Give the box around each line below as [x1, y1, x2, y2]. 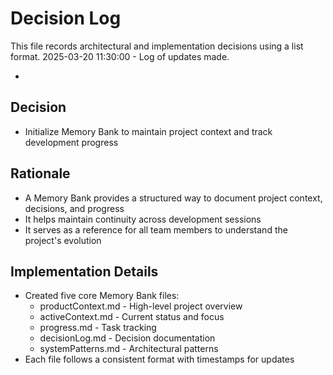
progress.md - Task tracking [39, 322, 157, 334]
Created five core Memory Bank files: [24, 290, 180, 302]
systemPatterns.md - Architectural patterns [39, 343, 219, 355]
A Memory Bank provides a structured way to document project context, [24, 192, 323, 204]
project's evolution [24, 234, 102, 246]
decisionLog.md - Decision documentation [39, 332, 216, 344]
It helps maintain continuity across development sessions [24, 213, 262, 225]
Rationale [10, 165, 71, 182]
